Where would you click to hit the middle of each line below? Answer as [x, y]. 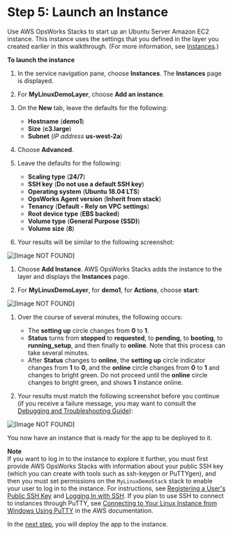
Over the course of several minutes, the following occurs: [100, 317]
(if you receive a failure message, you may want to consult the [107, 403]
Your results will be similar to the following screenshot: [96, 242]
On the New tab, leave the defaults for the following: [92, 107]
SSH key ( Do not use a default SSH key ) [86, 184]
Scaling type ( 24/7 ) [57, 176]
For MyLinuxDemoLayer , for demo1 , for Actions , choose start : [108, 289]
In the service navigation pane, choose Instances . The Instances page [119, 73]
